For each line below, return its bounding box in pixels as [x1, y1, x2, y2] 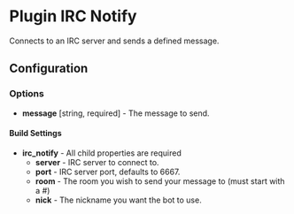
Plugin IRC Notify [9, 6, 137, 27]
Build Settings [9, 128, 62, 139]
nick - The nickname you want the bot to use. [35, 195, 202, 205]
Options [9, 88, 44, 100]
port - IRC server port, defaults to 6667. [35, 166, 181, 177]
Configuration [9, 61, 89, 76]
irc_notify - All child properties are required [21, 148, 182, 158]
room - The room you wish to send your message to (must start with [35, 175, 285, 187]
